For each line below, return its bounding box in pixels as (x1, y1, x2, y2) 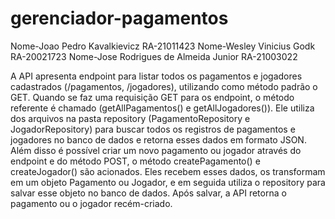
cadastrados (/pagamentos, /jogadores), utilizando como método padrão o (10, 80, 318, 92)
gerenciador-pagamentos (10, 7, 229, 30)
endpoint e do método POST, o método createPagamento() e (10, 155, 261, 167)
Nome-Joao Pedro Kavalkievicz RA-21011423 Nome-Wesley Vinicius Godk (10, 40, 316, 52)
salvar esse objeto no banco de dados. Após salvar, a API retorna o (10, 187, 287, 199)
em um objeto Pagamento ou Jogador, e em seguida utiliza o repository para (10, 176, 326, 188)
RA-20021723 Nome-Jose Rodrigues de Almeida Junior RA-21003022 (10, 50, 298, 62)
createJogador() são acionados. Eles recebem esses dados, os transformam (10, 165, 326, 177)
